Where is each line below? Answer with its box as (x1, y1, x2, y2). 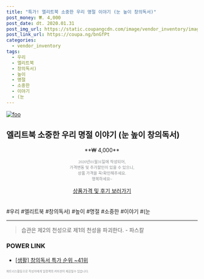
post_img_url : (6, 26, 42, 32)
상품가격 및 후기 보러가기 (72, 187, 132, 194)
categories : (6, 37, 36, 43)
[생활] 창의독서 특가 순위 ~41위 (15, 256, 89, 264)
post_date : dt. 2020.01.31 (6, 20, 75, 26)
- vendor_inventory (12, 43, 61, 49)
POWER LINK (6, 242, 46, 250)
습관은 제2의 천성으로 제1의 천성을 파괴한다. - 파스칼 (21, 226, 144, 233)
